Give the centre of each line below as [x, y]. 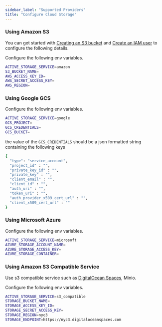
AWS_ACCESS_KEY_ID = [25, 76]
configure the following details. [37, 48]
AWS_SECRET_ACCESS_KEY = [30, 81]
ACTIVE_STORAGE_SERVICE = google [38, 118]
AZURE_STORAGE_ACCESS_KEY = [33, 249]
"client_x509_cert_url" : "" [40, 203]
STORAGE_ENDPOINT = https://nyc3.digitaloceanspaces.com [63, 320]
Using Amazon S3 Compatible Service [52, 267]
